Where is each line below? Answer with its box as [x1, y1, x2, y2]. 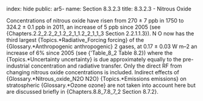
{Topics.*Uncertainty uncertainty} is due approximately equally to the [6, 56, 182, 63]
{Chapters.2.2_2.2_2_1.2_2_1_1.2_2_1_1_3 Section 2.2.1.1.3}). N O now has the [6, 30, 194, 37]
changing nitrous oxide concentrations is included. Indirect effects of [6, 69, 180, 75]
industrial [6, 62, 30, 69]
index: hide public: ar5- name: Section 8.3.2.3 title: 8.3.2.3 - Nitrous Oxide [6, 5, 192, 12]
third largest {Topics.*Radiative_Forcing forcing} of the [6, 37, 144, 43]
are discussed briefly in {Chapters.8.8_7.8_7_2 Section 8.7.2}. [6, 88, 158, 95]
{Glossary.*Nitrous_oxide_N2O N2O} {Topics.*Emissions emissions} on [6, 75, 187, 82]
